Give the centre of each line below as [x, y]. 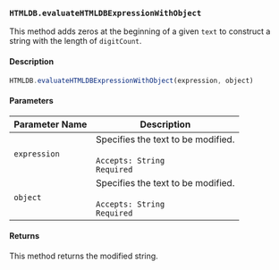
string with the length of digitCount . [76, 41]
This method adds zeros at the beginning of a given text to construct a [140, 31]
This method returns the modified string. [84, 256]
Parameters [31, 100]
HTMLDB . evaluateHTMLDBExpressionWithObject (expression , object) [131, 80]
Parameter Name [51, 124]
